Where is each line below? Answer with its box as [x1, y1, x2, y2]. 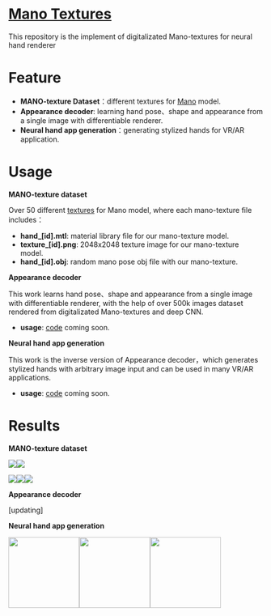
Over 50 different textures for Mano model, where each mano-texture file [8, 205, 252, 215]
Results [8, 417, 61, 435]
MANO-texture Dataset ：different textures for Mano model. [19, 96, 221, 106]
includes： [8, 215, 44, 224]
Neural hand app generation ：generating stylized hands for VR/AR [19, 125, 245, 134]
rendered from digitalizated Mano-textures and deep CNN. [8, 307, 204, 316]
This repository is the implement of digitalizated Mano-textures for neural [8, 32, 253, 41]
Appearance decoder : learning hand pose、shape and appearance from [19, 106, 263, 116]
